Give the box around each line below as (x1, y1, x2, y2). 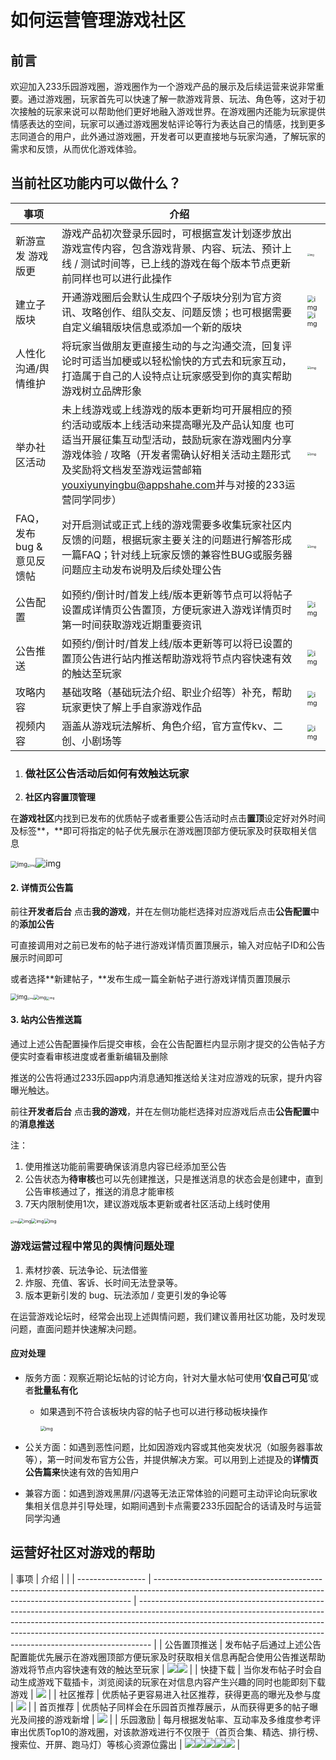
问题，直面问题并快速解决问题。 (10, 1322, 142, 1335)
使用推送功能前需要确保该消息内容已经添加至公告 (24, 1160, 227, 1172)
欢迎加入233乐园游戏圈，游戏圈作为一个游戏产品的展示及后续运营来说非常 (10, 81, 316, 92)
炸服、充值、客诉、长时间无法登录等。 (24, 1276, 183, 1288)
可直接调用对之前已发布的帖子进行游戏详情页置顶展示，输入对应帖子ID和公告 (10, 939, 326, 951)
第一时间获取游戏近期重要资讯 (61, 617, 202, 631)
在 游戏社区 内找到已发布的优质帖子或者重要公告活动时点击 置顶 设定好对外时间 (10, 812, 326, 825)
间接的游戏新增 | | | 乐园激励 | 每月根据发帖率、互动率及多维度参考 (27, 1713, 313, 1725)
